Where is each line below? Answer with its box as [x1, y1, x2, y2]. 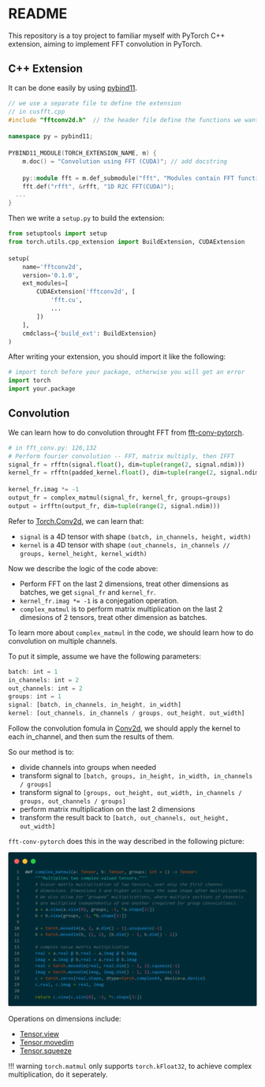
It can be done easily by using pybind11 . [8, 83, 138, 92]
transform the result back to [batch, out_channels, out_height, [19, 813, 230, 823]
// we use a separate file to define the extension [8, 99, 181, 107]
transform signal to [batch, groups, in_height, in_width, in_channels [19, 771, 253, 781]
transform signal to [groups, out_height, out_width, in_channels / [19, 788, 242, 798]
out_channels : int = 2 [8, 684, 83, 693]
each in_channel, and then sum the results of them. [8, 732, 175, 741]
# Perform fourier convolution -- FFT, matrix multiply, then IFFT [8, 452, 235, 460]
